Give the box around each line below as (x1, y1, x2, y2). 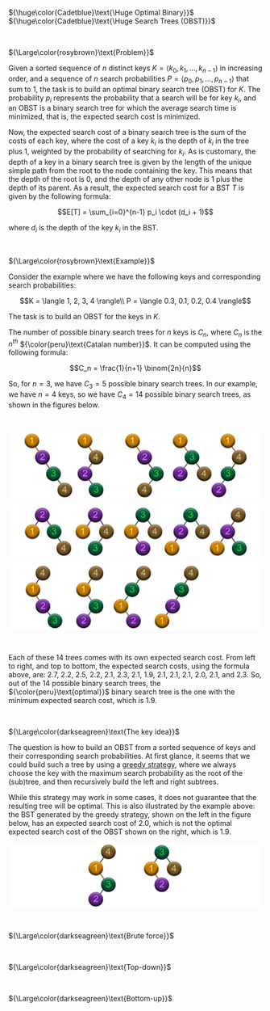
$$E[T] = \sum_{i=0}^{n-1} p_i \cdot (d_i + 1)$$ (57, 207, 214, 217)
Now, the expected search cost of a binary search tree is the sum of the (8, 128, 247, 137)
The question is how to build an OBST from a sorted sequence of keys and (8, 742, 256, 752)
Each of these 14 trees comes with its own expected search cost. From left (8, 652, 256, 662)
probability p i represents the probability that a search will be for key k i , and (8, 93, 256, 104)
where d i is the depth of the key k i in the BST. (8, 222, 159, 234)
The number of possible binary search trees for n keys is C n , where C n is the (8, 327, 263, 339)
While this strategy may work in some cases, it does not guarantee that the (8, 792, 257, 802)
